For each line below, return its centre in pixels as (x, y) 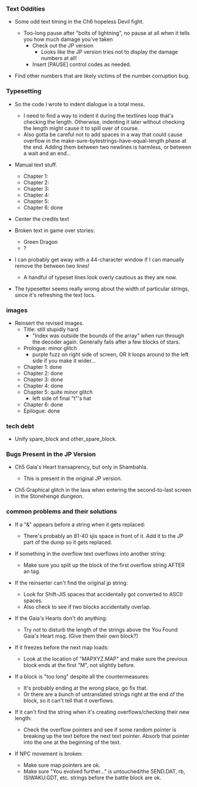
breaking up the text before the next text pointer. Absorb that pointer (106, 736)
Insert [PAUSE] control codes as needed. (81, 64)
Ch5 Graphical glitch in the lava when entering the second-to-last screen (103, 490)
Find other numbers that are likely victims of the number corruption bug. (102, 76)
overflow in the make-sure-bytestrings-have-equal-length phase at (105, 141)
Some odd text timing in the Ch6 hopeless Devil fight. (79, 22)
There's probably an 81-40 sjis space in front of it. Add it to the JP (103, 535)
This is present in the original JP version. (73, 479)
